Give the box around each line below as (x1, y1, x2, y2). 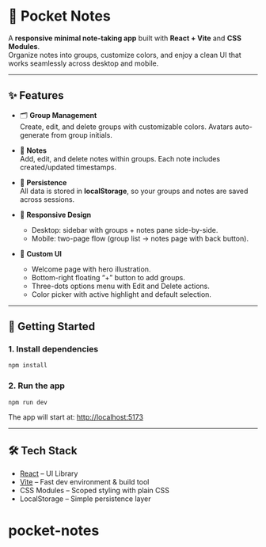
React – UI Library (19, 469, 78, 478)
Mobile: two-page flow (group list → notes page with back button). (31, 234, 249, 243)
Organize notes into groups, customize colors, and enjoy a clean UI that (8, 50, 241, 59)
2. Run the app (8, 380, 66, 391)
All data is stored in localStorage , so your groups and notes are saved (19, 186, 249, 196)
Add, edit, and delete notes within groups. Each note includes (19, 154, 221, 163)
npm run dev (8, 398, 47, 406)
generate (19, 130, 50, 139)
